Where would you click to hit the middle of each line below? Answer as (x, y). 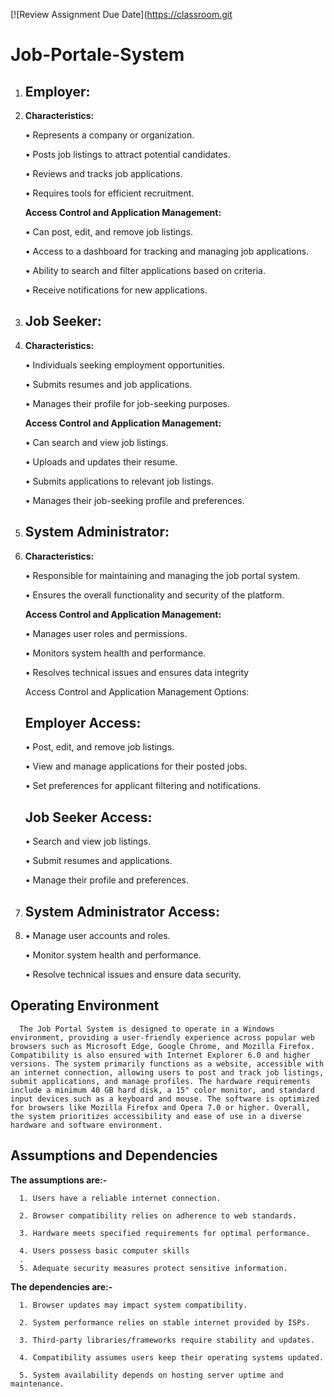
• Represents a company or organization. (109, 135)
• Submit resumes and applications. (98, 861)
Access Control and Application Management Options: (137, 691)
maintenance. (37, 1384)
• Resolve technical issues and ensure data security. (133, 975)
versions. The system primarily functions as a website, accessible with (167, 1064)
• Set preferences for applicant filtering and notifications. (143, 786)
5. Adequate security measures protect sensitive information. (153, 1268)
